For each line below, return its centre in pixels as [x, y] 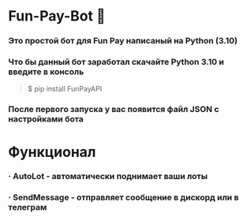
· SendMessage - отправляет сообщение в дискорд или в [123, 198]
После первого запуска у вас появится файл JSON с [114, 110]
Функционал [52, 152]
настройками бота [46, 119]
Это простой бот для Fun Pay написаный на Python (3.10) [123, 41]
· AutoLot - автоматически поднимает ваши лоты [108, 177]
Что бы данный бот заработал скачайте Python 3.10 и [116, 62]
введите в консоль [46, 72]
